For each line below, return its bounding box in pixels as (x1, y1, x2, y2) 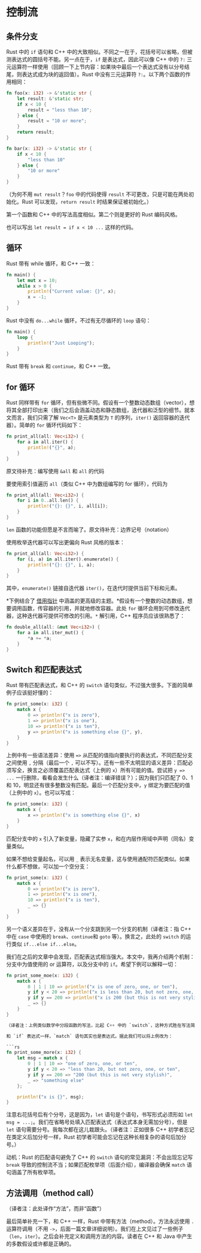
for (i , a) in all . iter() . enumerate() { (17, 556, 119, 562)
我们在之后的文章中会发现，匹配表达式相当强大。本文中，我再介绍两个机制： (6, 953, 195, 960)
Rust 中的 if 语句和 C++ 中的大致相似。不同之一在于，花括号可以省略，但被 (6, 49, 193, 55)
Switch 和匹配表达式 (6, 665, 82, 675)
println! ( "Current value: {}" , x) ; (28, 288, 117, 294)
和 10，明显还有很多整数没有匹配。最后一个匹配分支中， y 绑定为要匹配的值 (6, 782, 190, 789)
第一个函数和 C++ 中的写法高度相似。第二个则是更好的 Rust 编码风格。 (6, 211, 181, 218)
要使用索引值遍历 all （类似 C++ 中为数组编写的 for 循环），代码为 (6, 480, 168, 487)
